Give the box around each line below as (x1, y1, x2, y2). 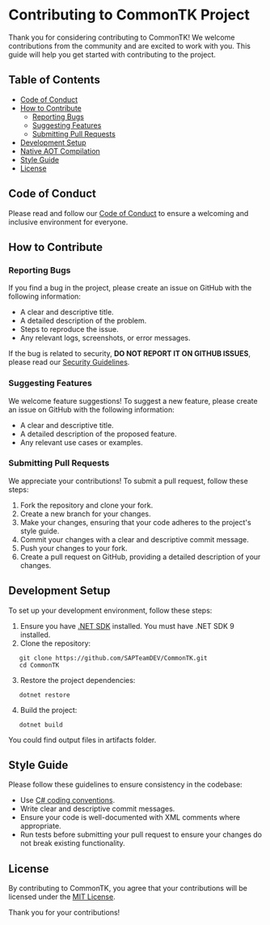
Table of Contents (8, 73, 101, 87)
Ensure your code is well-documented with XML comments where (19, 813, 241, 822)
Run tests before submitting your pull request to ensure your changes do (19, 830, 263, 839)
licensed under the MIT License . (8, 892, 116, 902)
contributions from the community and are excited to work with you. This (8, 40, 251, 50)
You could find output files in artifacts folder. (8, 735, 157, 745)
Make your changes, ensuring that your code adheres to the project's (19, 517, 252, 527)
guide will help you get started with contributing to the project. (8, 49, 217, 59)
